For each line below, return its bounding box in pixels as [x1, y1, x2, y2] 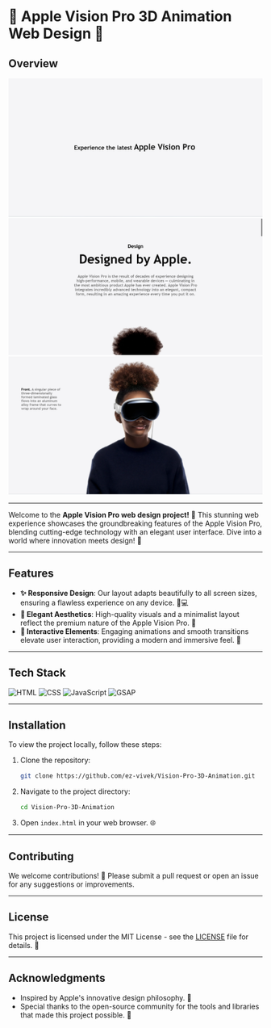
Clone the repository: [19, 755, 91, 766]
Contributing [8, 850, 74, 863]
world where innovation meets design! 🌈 [8, 536, 143, 546]
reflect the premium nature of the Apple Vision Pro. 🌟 [19, 618, 196, 627]
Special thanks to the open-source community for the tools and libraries [19, 1001, 260, 1011]
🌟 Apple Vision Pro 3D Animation [8, 7, 232, 26]
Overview [8, 57, 59, 70]
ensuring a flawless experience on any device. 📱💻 [19, 598, 189, 607]
